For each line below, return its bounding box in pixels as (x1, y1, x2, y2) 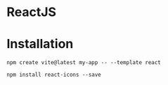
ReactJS (6, 4, 57, 20)
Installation (6, 36, 74, 52)
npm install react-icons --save (6, 71, 101, 79)
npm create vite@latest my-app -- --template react (6, 59, 161, 66)
